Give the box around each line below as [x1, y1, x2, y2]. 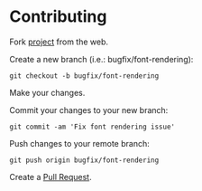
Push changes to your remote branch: [9, 138, 151, 148]
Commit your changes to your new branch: [9, 104, 169, 115]
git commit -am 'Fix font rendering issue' [9, 122, 176, 131]
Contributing [9, 6, 107, 27]
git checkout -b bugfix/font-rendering [9, 71, 160, 81]
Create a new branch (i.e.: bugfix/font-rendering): [9, 53, 194, 64]
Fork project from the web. [9, 36, 109, 47]
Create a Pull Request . [9, 171, 92, 182]
